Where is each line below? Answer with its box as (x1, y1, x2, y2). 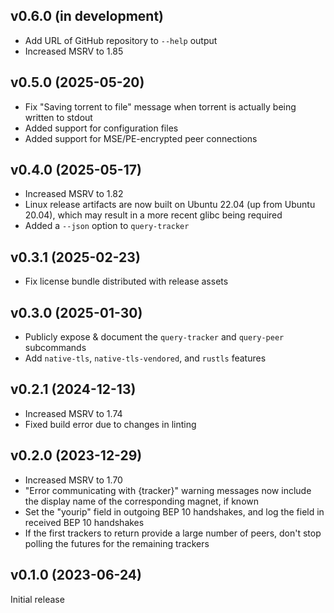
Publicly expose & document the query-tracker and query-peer (24, 331, 285, 343)
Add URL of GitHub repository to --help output (24, 34, 218, 46)
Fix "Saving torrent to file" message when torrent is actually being (24, 100, 297, 113)
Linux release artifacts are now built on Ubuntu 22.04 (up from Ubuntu (24, 199, 316, 211)
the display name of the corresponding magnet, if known (24, 495, 259, 507)
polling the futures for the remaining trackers (24, 537, 210, 549)
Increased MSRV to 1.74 (24, 407, 123, 419)
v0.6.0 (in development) (10, 8, 164, 25)
